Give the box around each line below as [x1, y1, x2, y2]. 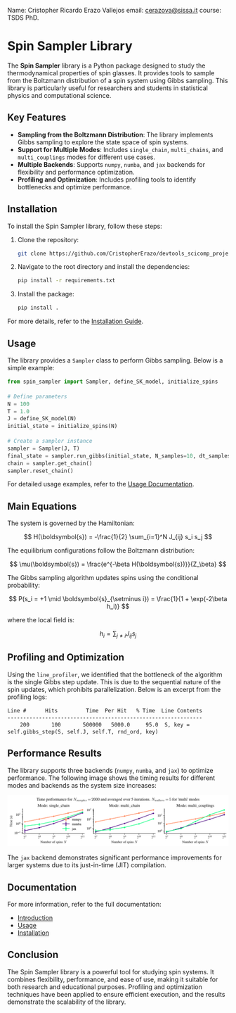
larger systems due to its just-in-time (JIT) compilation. [7, 861, 166, 869]
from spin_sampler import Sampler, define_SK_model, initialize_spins [7, 378, 218, 385]
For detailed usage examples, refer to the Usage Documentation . [7, 480, 195, 489]
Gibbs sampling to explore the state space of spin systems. [17, 137, 190, 146]
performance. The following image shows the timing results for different [7, 774, 216, 782]
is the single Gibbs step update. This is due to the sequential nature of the [7, 677, 221, 686]
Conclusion [7, 949, 59, 961]
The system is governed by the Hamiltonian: [7, 519, 135, 527]
